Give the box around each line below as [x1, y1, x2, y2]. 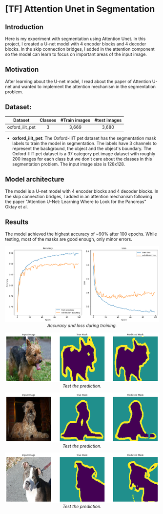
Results [5, 218, 29, 226]
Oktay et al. [5, 204, 28, 209]
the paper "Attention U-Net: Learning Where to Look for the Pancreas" [5, 199, 146, 205]
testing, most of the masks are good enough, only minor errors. [5, 236, 133, 242]
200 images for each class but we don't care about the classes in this [12, 156, 152, 162]
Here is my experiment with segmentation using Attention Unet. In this [5, 36, 146, 41]
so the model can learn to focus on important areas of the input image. [5, 51, 147, 57]
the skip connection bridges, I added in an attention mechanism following [5, 193, 153, 199]
